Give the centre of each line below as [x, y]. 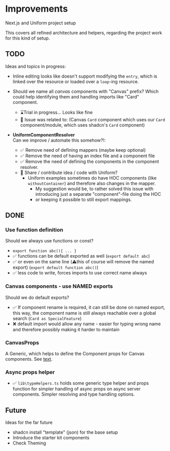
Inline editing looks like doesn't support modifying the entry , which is [85, 76]
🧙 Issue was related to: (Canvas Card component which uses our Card [93, 119]
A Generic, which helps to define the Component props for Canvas [75, 354]
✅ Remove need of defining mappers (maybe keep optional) [83, 150]
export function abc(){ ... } [45, 251]
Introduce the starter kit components [51, 438]
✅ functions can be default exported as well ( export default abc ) [81, 256]
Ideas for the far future [29, 423]
